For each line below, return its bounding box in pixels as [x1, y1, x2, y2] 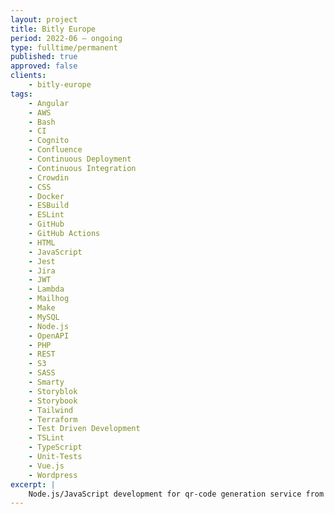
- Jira [28, 266, 56, 276]
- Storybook [28, 396, 78, 406]
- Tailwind [28, 405, 74, 415]
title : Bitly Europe [10, 24, 97, 34]
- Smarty [28, 377, 65, 387]
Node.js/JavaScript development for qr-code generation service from [28, 489, 325, 499]
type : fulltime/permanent [10, 42, 118, 53]
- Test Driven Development [28, 424, 141, 434]
